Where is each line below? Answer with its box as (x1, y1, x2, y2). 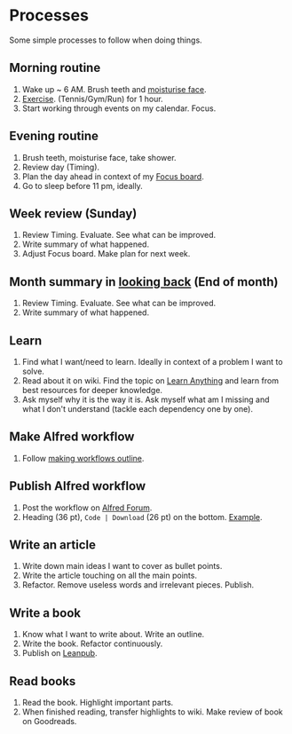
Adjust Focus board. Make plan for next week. (21, 249, 191, 259)
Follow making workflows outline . (21, 453, 145, 463)
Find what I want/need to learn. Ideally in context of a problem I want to (21, 357, 283, 367)
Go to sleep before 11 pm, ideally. (21, 180, 144, 191)
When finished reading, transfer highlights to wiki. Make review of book (21, 706, 283, 717)
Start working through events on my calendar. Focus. (21, 103, 217, 114)
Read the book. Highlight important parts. (21, 698, 174, 708)
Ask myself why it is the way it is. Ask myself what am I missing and (21, 394, 270, 405)
